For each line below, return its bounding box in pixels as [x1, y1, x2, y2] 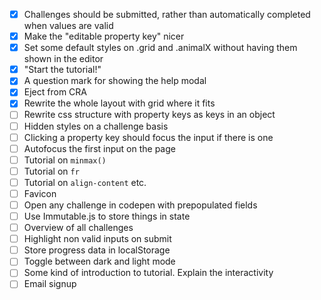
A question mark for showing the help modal [23, 75, 207, 87]
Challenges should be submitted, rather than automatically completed [23, 9, 311, 20]
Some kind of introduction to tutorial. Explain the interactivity [23, 267, 274, 279]
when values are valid [23, 20, 114, 32]
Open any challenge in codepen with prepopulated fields [23, 199, 258, 211]
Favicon [23, 187, 57, 199]
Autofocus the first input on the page [23, 142, 176, 154]
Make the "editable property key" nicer [23, 30, 185, 43]
